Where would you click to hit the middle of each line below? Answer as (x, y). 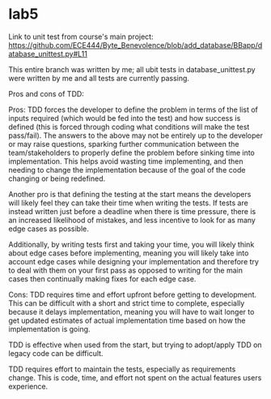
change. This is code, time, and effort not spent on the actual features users (135, 377)
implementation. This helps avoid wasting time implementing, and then (126, 161)
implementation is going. (49, 328)
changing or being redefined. (57, 178)
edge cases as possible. (49, 229)
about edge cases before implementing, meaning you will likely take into (129, 253)
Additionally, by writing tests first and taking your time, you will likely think (131, 244)
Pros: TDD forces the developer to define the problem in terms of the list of (133, 109)
